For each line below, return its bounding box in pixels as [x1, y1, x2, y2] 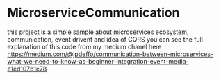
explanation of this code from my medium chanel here [7, 42, 162, 51]
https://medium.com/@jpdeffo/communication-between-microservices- [7, 50, 214, 58]
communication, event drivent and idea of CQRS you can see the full [7, 35, 204, 43]
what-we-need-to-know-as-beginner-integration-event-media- [7, 57, 189, 65]
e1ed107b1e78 [7, 64, 47, 73]
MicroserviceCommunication [7, 5, 180, 21]
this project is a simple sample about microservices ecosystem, [7, 28, 189, 36]
